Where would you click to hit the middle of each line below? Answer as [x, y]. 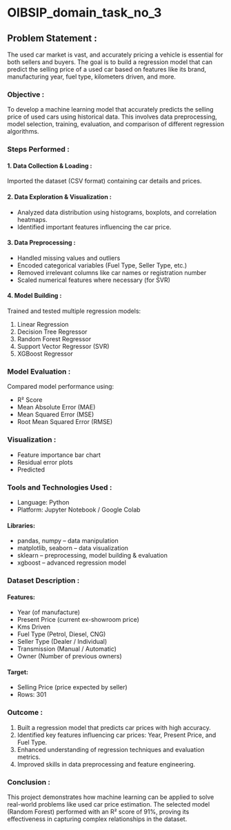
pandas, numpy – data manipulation [68, 541]
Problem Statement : [52, 38]
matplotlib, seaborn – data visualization [73, 548]
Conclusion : [29, 782]
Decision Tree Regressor [52, 332]
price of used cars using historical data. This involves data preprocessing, [112, 117]
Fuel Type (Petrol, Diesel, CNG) [61, 634]
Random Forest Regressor [54, 339]
